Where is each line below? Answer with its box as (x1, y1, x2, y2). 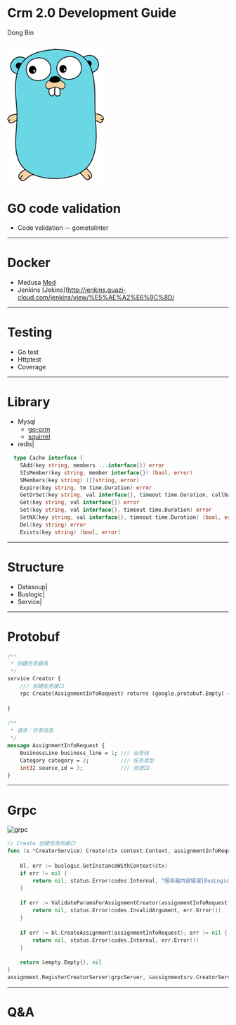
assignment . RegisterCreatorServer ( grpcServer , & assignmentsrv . (7, 974, 197, 981)
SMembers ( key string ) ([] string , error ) (20, 477, 140, 484)
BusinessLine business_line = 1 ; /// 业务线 (20, 749, 150, 756)
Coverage (17, 363, 46, 372)
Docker (7, 255, 51, 271)
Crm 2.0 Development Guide (7, 5, 177, 21)
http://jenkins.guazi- (67, 286, 126, 294)
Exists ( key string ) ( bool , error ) (20, 529, 121, 536)
